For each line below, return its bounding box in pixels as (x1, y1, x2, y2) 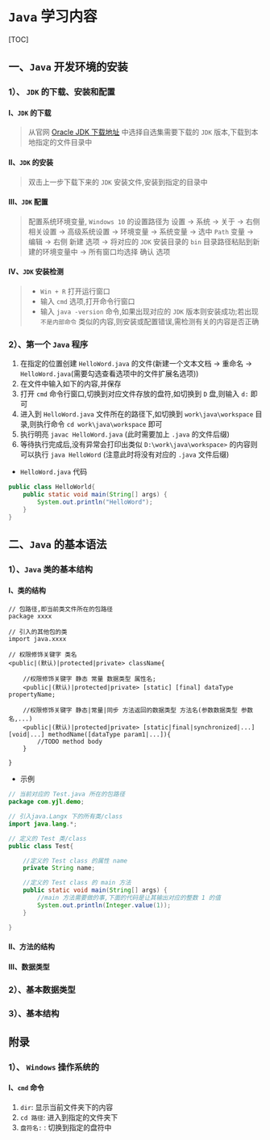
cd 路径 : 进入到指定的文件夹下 (19, 1113, 118, 1122)
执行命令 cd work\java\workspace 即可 (35, 420, 163, 429)
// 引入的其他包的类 (8, 628, 68, 636)
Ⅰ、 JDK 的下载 (8, 108, 52, 117)
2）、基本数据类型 (8, 984, 76, 995)
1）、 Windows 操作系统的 (8, 1061, 99, 1072)
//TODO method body (37, 737, 103, 746)
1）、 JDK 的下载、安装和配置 (8, 87, 115, 98)
